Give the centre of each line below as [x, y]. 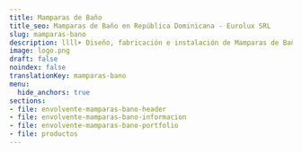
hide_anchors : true [54, 92]
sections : [28, 101]
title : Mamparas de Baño [56, 17]
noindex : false [38, 68]
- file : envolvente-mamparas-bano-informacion [98, 117]
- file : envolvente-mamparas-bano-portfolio [94, 126]
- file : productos [44, 134]
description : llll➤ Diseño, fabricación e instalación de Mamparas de [144, 42]
